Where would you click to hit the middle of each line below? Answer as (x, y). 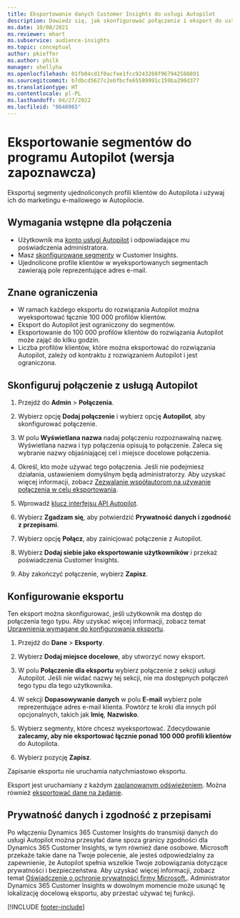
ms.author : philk (33, 61)
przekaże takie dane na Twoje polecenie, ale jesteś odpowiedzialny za (111, 855)
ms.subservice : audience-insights (59, 41)
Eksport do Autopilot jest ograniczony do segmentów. (96, 325)
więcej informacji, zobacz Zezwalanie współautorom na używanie (114, 482)
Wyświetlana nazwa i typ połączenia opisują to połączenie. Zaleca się (120, 445)
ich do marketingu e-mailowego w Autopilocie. (76, 200)
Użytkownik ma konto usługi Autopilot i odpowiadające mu (104, 239)
